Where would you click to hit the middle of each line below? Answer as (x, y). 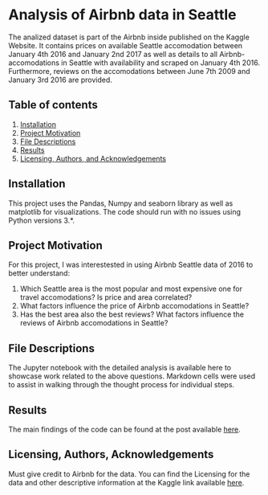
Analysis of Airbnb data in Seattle (122, 15)
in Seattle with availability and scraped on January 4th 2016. (161, 63)
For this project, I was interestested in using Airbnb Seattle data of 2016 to (131, 265)
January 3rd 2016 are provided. (60, 80)
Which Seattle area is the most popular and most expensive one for (131, 289)
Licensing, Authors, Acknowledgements (111, 454)
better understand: (39, 273)
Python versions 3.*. (41, 220)
